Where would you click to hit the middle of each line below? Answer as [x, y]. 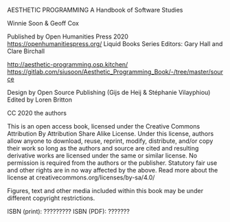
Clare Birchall [26, 51]
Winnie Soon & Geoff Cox [43, 23]
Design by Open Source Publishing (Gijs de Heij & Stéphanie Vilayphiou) [109, 92]
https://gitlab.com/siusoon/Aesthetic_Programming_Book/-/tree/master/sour [115, 72]
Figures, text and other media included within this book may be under [105, 191]
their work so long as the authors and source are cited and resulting [103, 148]
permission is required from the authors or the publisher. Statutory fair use [112, 163]
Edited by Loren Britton [39, 100]
